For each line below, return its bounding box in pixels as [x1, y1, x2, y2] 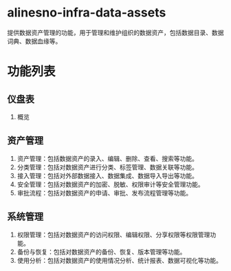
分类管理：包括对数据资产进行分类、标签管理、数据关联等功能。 [16, 163, 198, 171]
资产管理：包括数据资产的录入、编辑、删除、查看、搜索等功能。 [16, 154, 198, 162]
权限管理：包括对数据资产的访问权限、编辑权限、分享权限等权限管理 [16, 230, 210, 239]
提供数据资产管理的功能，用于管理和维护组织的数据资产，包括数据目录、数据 [7, 28, 224, 36]
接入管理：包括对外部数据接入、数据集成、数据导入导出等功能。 [16, 171, 198, 180]
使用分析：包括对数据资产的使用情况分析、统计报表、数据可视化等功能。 [16, 256, 222, 264]
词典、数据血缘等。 [7, 36, 62, 45]
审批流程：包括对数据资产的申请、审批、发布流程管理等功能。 [16, 188, 192, 197]
